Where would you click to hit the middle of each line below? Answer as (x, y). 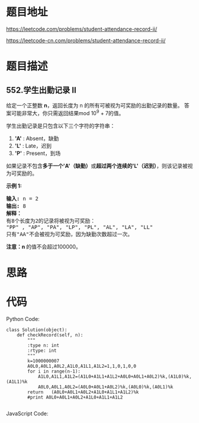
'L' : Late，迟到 (33, 145)
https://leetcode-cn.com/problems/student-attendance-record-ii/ (86, 40)
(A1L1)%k (17, 381)
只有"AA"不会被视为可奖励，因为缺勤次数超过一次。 (70, 234)
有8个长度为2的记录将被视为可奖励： (51, 221)
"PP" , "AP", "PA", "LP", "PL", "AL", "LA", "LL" (80, 227)
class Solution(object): (37, 330)
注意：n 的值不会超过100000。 (44, 246)
